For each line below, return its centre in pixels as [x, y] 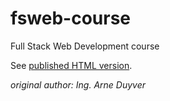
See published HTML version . [71, 65]
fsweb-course [71, 18]
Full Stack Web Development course [85, 46]
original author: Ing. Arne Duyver [78, 84]
